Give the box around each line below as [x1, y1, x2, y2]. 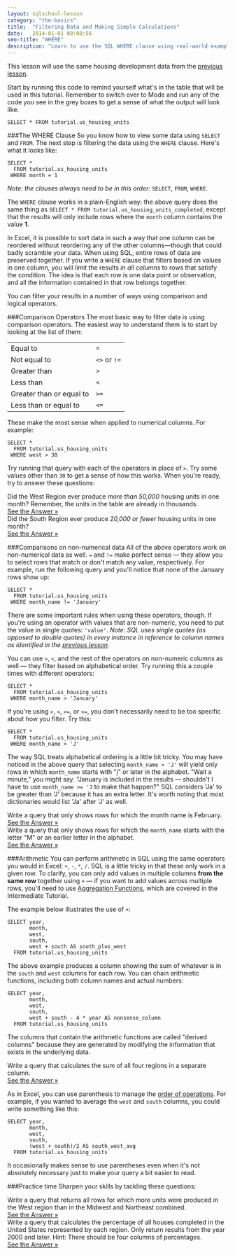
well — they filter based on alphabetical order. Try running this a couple [7, 662, 213, 670]
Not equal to [10, 355, 51, 364]
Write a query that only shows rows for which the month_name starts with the [7, 826, 225, 834]
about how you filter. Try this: [7, 715, 92, 723]
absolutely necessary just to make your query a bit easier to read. [7, 1169, 197, 1177]
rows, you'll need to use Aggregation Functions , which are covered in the [7, 884, 218, 892]
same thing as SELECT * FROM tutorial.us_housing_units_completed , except [7, 205, 226, 214]
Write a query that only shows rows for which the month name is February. [7, 811, 222, 819]
